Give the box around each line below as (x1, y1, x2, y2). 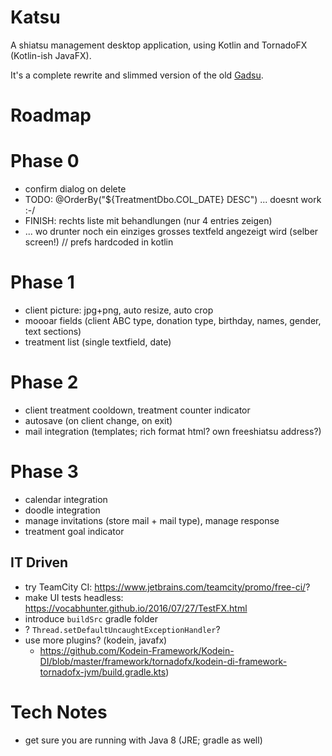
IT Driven (10, 554, 69, 571)
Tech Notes (10, 701, 108, 723)
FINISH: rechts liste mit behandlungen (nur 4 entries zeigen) (24, 215, 273, 227)
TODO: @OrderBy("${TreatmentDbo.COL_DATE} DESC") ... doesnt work (24, 194, 322, 206)
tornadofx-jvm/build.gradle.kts (39, 666, 167, 678)
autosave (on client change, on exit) (24, 414, 173, 426)
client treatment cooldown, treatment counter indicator (24, 404, 251, 416)
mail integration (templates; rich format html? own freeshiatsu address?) (24, 425, 322, 437)
